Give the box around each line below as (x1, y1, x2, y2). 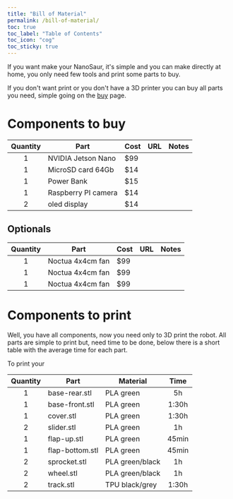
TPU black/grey (104, 479, 157, 489)
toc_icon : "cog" (7, 37, 55, 44)
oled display (47, 199, 88, 209)
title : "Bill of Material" (7, 10, 87, 18)
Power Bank (47, 176, 88, 186)
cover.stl (47, 411, 76, 421)
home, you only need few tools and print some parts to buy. (7, 70, 181, 78)
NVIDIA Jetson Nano (47, 153, 116, 163)
